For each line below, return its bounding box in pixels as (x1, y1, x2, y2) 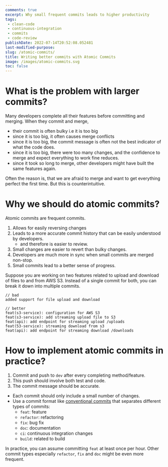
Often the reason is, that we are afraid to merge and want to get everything (5, 175, 160, 182)
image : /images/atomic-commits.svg (5, 59, 80, 64)
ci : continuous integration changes (20, 430, 93, 436)
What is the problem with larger (5, 85, 140, 97)
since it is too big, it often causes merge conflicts (12, 133, 115, 139)
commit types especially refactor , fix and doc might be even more (5, 450, 144, 457)
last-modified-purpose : (5, 45, 55, 50)
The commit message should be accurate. (12, 383, 100, 389)
